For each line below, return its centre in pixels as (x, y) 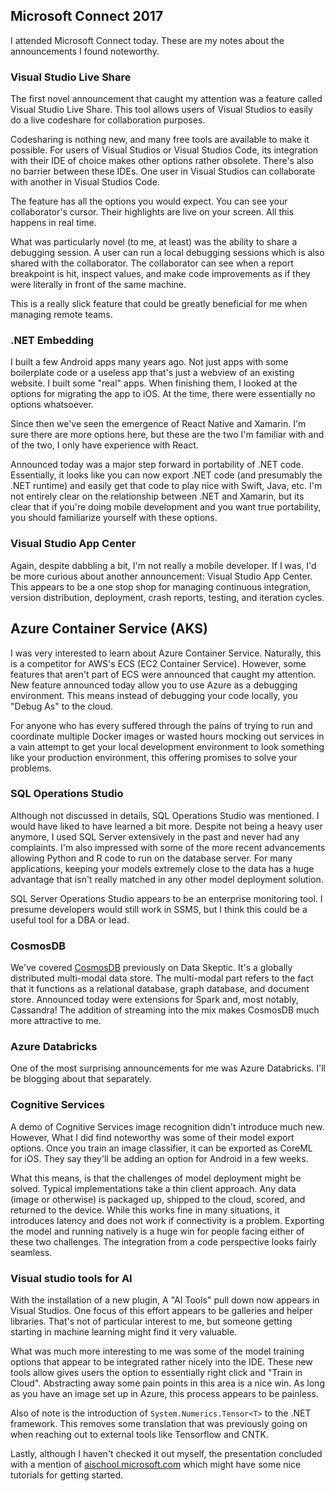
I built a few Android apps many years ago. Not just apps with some (149, 362)
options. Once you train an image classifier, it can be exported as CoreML (161, 1148)
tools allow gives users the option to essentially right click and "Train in (156, 1372)
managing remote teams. (61, 315)
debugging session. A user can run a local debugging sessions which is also (167, 253)
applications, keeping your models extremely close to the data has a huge (162, 868)
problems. (31, 768)
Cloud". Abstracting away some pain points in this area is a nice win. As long (167, 1383)
